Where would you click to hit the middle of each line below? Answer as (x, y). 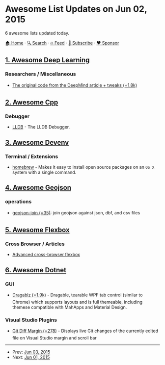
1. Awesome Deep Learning (47, 60)
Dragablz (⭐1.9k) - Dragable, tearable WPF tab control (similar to (77, 295)
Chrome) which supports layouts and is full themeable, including (77, 302)
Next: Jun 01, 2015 (31, 357)
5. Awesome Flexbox (37, 230)
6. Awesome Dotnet (36, 270)
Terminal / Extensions (32, 156)
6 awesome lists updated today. (37, 33)
